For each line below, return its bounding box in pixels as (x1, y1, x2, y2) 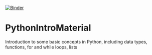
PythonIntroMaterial (5, 22, 91, 33)
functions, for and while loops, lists (5, 44, 78, 50)
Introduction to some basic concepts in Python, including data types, (5, 38, 147, 44)
